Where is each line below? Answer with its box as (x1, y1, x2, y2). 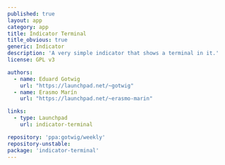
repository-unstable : (7, 140, 71, 147)
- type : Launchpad (13, 114, 68, 122)
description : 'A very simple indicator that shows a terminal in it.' (7, 50, 219, 57)
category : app (7, 23, 49, 30)
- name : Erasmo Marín (13, 89, 78, 96)
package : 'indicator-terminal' (7, 147, 99, 154)
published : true (7, 10, 55, 18)
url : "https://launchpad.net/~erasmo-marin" (20, 95, 153, 102)
